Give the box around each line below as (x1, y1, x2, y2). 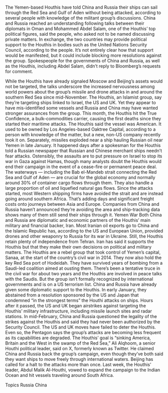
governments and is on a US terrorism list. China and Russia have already (5, 281, 157, 287)
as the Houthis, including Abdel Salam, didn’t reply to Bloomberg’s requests (5, 63, 161, 69)
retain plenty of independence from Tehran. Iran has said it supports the (5, 239, 154, 245)
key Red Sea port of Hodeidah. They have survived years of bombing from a (5, 260, 163, 266)
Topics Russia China (5, 382, 47, 388)
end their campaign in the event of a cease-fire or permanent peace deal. (5, 164, 157, 170)
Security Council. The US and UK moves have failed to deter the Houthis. (5, 324, 156, 330)
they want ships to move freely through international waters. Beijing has (5, 356, 153, 362)
